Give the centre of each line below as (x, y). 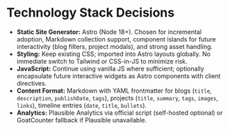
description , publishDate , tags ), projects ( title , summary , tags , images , (117, 98)
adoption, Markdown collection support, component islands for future (116, 39)
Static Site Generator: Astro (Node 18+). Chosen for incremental (109, 32)
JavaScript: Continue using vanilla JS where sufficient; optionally (110, 68)
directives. (32, 83)
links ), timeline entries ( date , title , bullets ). (82, 105)
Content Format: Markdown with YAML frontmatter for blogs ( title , (114, 91)
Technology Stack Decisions (91, 13)
